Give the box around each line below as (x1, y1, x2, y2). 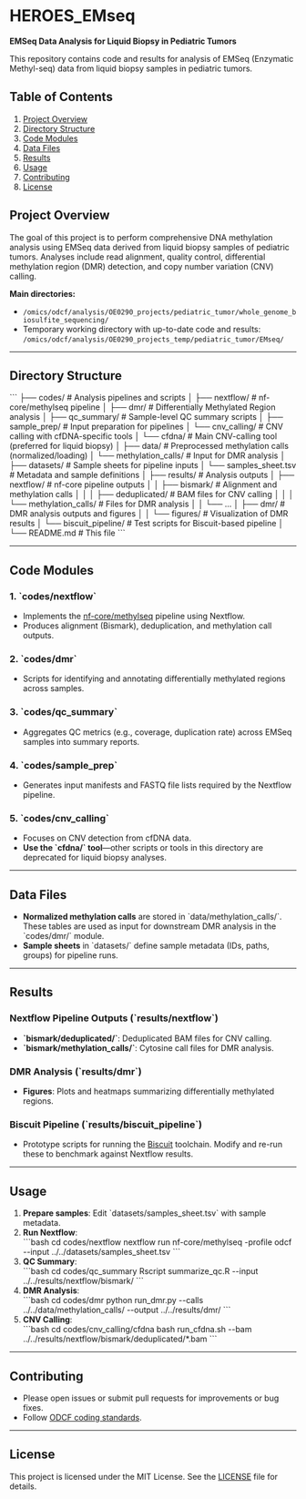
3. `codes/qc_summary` (9, 706, 118, 719)
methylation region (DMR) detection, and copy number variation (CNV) (9, 260, 274, 271)
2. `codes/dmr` (9, 652, 77, 665)
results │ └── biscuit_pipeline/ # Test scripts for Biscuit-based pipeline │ (9, 518, 284, 529)
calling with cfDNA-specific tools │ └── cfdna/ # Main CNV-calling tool (9, 431, 278, 442)
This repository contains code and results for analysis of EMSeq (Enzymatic (9, 53, 294, 64)
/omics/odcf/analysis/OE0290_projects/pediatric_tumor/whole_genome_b (22, 307, 297, 317)
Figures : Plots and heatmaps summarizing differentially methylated (22, 1086, 275, 1097)
